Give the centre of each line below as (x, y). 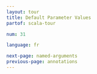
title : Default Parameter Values (49, 18)
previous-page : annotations (42, 62)
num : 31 (16, 34)
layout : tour (23, 12)
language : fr (23, 45)
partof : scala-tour (31, 23)
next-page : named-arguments (42, 56)
